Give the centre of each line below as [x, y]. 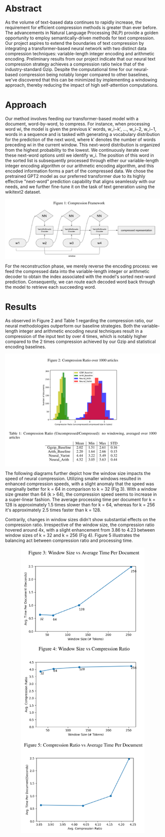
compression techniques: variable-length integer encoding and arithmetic [80, 53]
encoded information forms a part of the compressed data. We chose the [79, 171]
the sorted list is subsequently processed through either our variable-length [82, 160]
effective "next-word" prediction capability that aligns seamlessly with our [80, 181]
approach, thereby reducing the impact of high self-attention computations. [82, 85]
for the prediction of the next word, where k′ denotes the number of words [81, 139]
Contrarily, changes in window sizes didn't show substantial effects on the [81, 520]
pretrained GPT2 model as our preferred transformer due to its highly [75, 176]
